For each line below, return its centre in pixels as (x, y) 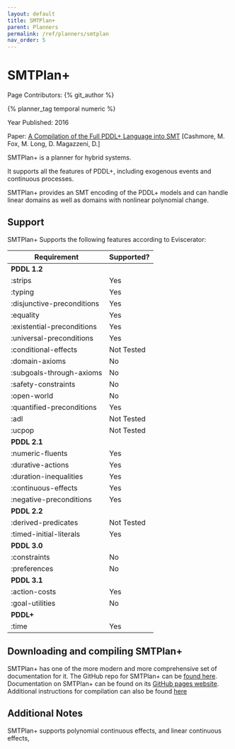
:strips (21, 280)
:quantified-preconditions (54, 407)
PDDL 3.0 (27, 545)
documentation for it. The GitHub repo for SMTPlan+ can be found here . (112, 676)
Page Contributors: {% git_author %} (61, 95)
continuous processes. (41, 179)
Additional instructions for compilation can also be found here (97, 691)
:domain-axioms (39, 361)
